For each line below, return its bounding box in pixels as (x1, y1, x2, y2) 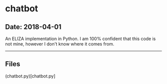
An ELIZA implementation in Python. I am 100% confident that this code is (5, 36, 156, 42)
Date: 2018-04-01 (5, 23, 62, 31)
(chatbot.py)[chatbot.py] (5, 73, 56, 79)
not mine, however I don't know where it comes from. (5, 41, 114, 47)
